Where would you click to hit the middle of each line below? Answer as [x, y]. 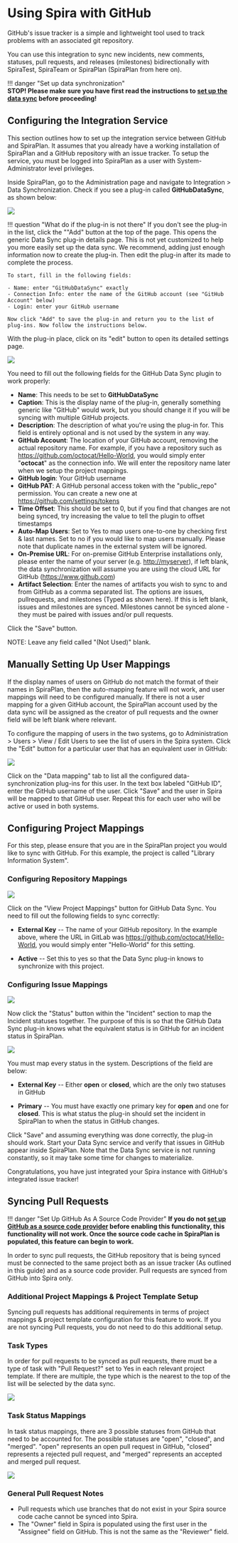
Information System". [38, 861]
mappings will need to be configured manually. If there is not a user [106, 697]
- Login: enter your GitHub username [63, 307]
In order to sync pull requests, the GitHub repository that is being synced [114, 1255]
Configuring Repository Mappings [67, 879]
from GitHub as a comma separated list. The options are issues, [111, 591]
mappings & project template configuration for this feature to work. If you [114, 1320]
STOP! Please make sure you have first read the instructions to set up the [118, 91]
